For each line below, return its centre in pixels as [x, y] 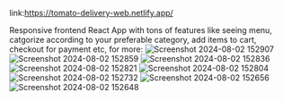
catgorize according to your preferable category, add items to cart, [133, 40]
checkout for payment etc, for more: [76, 49]
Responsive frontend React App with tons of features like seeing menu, [141, 30]
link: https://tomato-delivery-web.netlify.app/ [91, 13]
